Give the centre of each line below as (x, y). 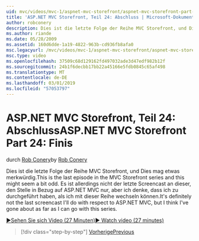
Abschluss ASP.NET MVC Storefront (96, 131)
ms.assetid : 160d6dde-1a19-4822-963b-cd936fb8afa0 (70, 45)
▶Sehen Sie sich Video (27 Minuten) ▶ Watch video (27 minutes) (85, 220)
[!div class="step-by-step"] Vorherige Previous (77, 232)
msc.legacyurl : (25, 50)
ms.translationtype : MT (36, 72)
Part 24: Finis (39, 143)
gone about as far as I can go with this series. (62, 208)
